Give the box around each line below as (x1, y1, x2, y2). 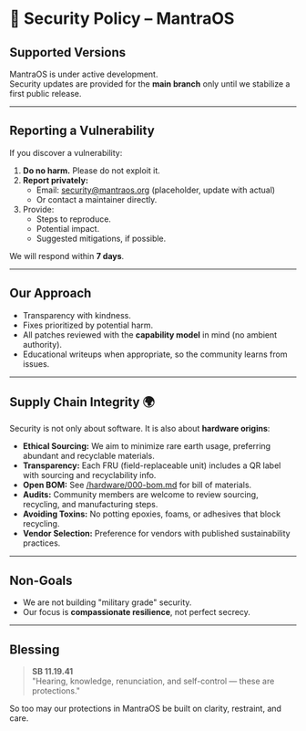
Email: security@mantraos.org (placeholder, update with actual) (36, 184, 276, 195)
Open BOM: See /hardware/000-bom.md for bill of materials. (22, 479, 252, 491)
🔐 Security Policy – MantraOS (9, 8, 235, 29)
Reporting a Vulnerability (9, 123, 155, 139)
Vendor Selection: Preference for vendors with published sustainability (22, 528, 291, 539)
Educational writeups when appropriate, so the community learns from (22, 349, 288, 360)
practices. (22, 538, 61, 548)
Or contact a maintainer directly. (36, 193, 158, 204)
